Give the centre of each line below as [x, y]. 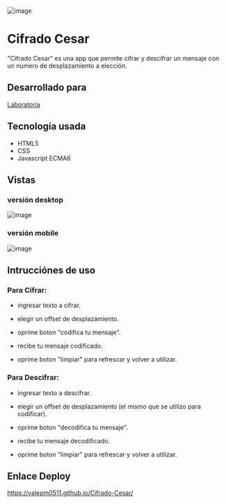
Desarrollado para [47, 88]
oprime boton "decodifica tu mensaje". [73, 427]
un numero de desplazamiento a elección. [67, 66]
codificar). [32, 414]
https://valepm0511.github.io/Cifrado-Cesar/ [70, 493]
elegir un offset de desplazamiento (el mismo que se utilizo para [109, 406]
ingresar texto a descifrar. [54, 393]
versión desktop [35, 200]
